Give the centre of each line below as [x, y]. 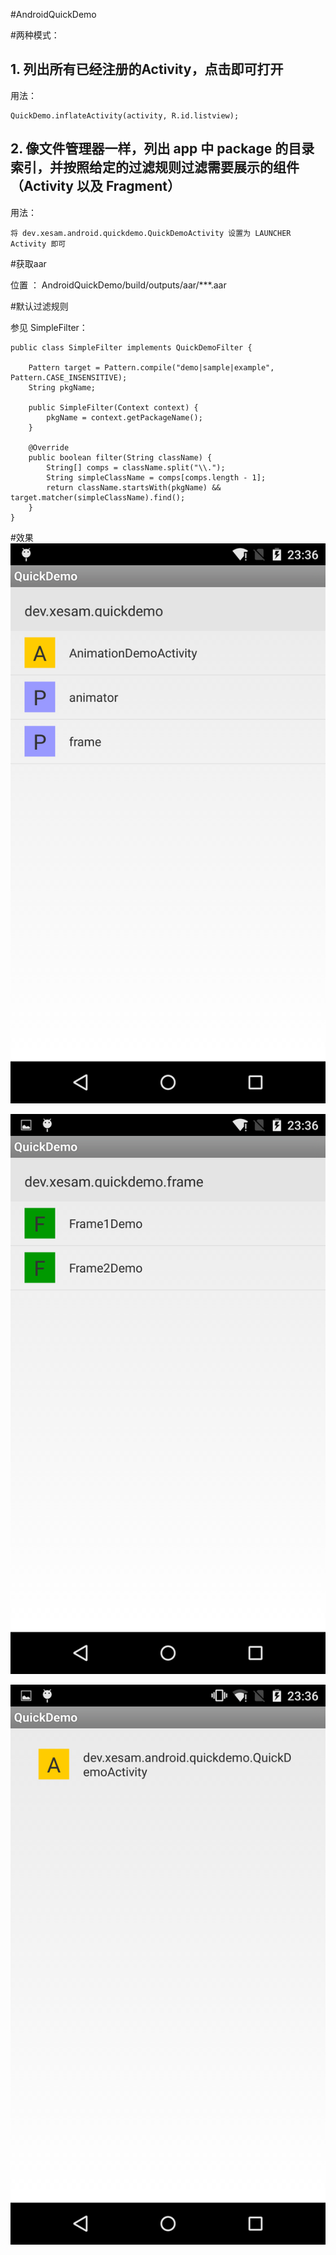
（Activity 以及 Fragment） [96, 186]
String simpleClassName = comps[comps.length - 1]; [156, 477]
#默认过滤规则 [39, 306]
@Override [49, 447]
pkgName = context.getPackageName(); [124, 417]
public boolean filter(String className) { [120, 457]
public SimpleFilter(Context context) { [113, 407]
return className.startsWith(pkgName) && [134, 487]
